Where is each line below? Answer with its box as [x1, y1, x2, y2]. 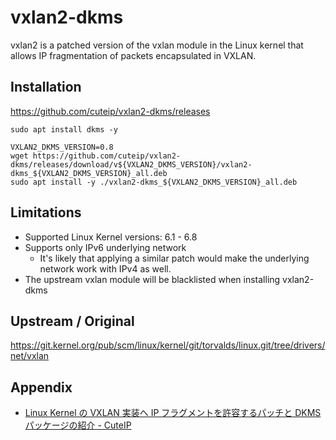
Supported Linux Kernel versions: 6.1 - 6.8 [24, 231, 198, 243]
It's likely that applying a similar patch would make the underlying [39, 252, 310, 264]
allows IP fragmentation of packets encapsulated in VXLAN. [10, 49, 257, 61]
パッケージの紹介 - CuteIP [24, 419, 132, 431]
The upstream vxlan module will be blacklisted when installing [24, 273, 281, 285]
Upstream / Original [10, 312, 135, 330]
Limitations [10, 204, 82, 221]
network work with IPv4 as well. [39, 262, 172, 275]
